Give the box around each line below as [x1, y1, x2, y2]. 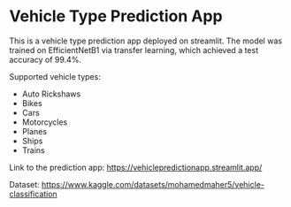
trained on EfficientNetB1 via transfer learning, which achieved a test [9, 44, 259, 55]
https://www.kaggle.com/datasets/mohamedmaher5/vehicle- [41, 179, 265, 189]
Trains [21, 144, 46, 156]
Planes [21, 126, 47, 136]
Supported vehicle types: [9, 71, 102, 81]
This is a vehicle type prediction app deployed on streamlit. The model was [9, 35, 283, 46]
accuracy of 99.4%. [9, 54, 82, 65]
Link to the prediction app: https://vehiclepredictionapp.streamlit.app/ [9, 162, 263, 172]
